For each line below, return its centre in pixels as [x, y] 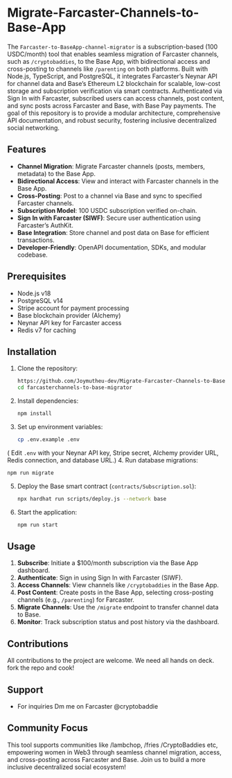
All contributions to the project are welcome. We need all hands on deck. [111, 661]
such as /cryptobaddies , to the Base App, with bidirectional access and [109, 61]
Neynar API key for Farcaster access [69, 322]
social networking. [34, 128]
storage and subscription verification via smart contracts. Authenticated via [115, 91]
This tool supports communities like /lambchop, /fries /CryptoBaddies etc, [113, 745]
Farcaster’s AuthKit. [45, 225]
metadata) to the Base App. [56, 173]
